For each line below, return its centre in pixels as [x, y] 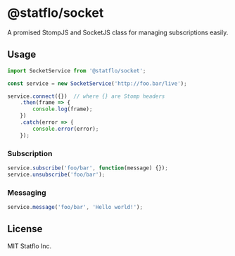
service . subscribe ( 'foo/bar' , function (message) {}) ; [88, 168]
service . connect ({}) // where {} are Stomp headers [86, 96]
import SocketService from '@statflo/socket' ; [77, 71]
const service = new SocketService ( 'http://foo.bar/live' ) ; [97, 83]
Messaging [27, 193]
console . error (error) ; [66, 129]
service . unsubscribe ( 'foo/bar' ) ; [56, 174]
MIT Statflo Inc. [30, 246]
